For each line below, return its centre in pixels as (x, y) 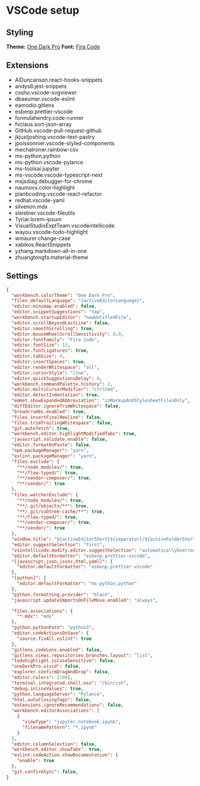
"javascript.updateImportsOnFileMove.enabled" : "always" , (85, 600)
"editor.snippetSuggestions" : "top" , (58, 312)
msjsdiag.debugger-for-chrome (54, 181)
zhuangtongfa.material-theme (51, 257)
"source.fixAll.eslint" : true (54, 639)
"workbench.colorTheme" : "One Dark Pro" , (64, 295)
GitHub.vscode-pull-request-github (58, 130)
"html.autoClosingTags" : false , (52, 700)
